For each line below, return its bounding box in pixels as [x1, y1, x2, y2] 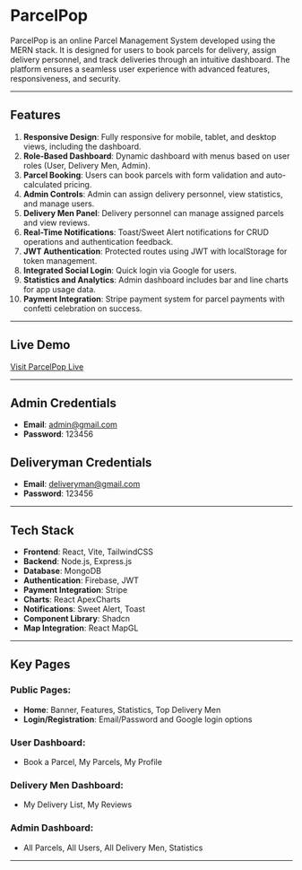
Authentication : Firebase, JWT [22, 575, 140, 586]
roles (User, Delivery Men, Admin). [22, 160, 151, 170]
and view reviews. [22, 217, 91, 228]
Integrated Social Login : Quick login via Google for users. [22, 265, 237, 275]
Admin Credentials [10, 396, 117, 411]
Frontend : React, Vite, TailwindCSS [22, 546, 153, 557]
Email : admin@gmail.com [22, 419, 117, 431]
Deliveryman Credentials [10, 455, 152, 470]
